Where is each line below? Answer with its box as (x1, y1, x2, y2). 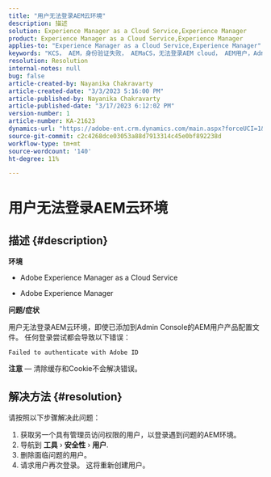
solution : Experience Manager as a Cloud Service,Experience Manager (8, 27, 248, 35)
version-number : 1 (8, 110, 70, 118)
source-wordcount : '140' (8, 147, 92, 155)
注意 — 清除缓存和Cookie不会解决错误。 (8, 364, 143, 374)
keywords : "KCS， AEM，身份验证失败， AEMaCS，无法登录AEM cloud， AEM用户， (8, 49, 254, 57)
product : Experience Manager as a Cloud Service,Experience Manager (8, 34, 244, 43)
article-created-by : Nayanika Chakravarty (8, 79, 153, 87)
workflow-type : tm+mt (8, 139, 81, 148)
